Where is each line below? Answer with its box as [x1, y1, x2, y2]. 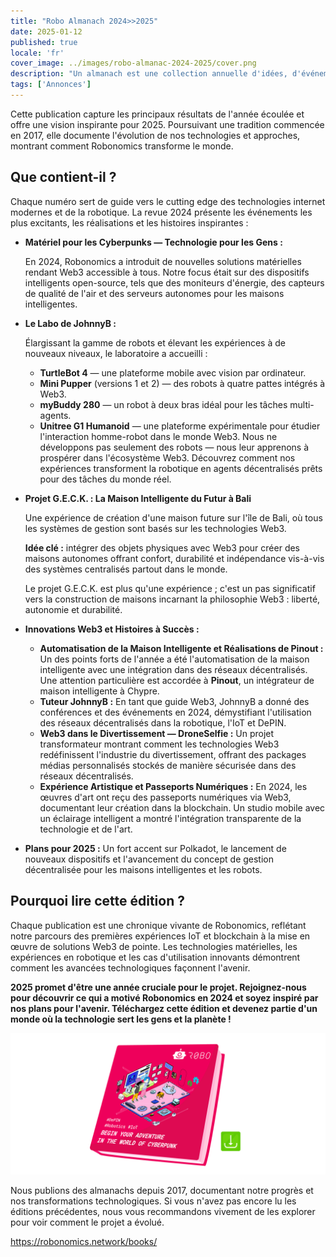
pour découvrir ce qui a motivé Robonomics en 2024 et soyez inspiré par [10, 991, 319, 1004]
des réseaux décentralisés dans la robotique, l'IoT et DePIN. [39, 716, 287, 729]
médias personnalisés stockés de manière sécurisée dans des [39, 759, 297, 771]
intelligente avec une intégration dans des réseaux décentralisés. [39, 663, 308, 675]
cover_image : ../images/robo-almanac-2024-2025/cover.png [10, 58, 257, 69]
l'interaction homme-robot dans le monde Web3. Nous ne [39, 430, 278, 442]
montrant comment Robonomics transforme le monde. [10, 140, 234, 152]
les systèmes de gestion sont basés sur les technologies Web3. [24, 522, 287, 534]
